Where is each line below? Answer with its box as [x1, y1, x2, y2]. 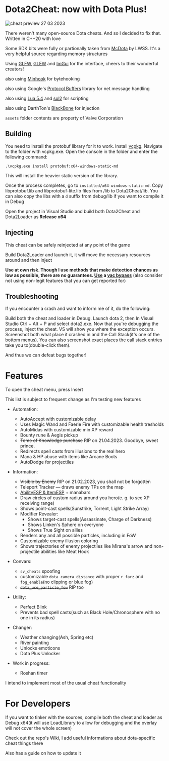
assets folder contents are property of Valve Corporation [5, 115, 123, 121]
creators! [5, 66, 24, 72]
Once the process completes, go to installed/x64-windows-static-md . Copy [5, 182, 163, 188]
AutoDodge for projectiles [20, 459, 74, 465]
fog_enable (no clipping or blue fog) [20, 579, 93, 585]
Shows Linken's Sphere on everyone [27, 522, 104, 528]
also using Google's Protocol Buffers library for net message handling [5, 85, 150, 92]
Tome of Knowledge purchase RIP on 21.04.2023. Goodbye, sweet [20, 437, 158, 444]
